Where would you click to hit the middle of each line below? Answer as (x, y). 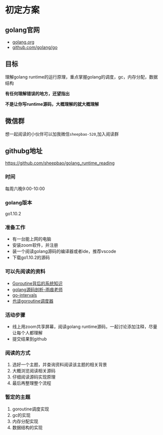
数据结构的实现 (27, 427)
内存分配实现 (25, 421)
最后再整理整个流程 (32, 383)
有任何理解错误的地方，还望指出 (37, 93)
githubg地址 (24, 151)
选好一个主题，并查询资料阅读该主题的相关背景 (59, 365)
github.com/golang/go (35, 47)
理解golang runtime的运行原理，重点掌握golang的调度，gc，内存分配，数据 (81, 77)
